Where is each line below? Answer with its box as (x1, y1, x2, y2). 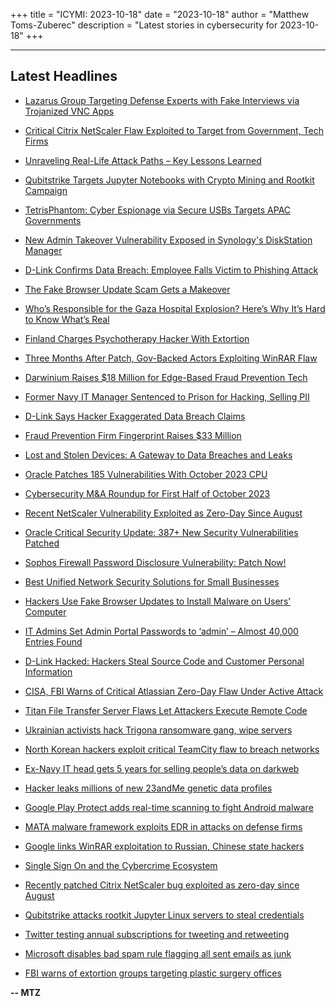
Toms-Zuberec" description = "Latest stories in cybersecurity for (10, 19, 278, 31)
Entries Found (24, 635, 83, 648)
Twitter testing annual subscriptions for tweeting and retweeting (24, 928, 290, 940)
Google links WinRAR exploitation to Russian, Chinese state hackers (24, 840, 305, 852)
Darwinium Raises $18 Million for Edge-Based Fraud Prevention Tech (24, 371, 308, 383)
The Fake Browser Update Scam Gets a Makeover (24, 283, 231, 295)
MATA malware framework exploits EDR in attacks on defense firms (24, 820, 303, 833)
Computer (24, 605, 67, 618)
